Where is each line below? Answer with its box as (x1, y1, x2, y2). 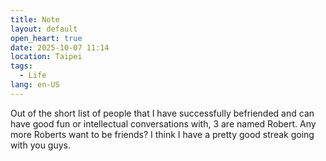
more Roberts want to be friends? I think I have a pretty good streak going (10, 128, 315, 140)
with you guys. (10, 139, 72, 151)
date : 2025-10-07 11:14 (10, 42, 110, 53)
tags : (10, 61, 33, 71)
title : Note (10, 14, 60, 25)
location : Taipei (10, 52, 83, 62)
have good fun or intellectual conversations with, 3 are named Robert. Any (10, 117, 317, 130)
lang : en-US (10, 80, 60, 90)
